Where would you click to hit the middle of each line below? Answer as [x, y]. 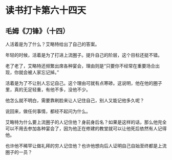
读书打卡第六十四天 [46, 10]
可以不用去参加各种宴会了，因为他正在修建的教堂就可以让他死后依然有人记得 [86, 129]
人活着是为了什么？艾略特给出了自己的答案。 [52, 44]
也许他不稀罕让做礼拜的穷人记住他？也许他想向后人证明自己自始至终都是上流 [86, 146]
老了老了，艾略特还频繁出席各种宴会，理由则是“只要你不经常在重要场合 [80, 66]
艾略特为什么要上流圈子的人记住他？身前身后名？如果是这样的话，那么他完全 [86, 122]
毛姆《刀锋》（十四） [37, 31]
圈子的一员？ [19, 152]
